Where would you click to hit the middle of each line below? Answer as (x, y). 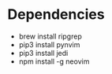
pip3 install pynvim (49, 44)
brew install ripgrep (50, 36)
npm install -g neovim (54, 61)
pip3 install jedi (43, 53)
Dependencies (56, 15)
